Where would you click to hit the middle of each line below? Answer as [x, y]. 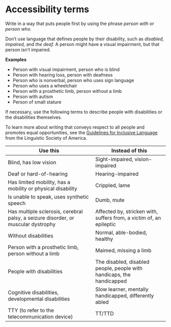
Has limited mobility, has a [39, 182]
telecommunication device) [40, 316]
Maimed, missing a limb [123, 250]
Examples [16, 59]
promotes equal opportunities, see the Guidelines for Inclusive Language [81, 132]
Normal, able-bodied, [121, 232]
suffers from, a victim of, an [128, 218]
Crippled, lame [113, 185]
